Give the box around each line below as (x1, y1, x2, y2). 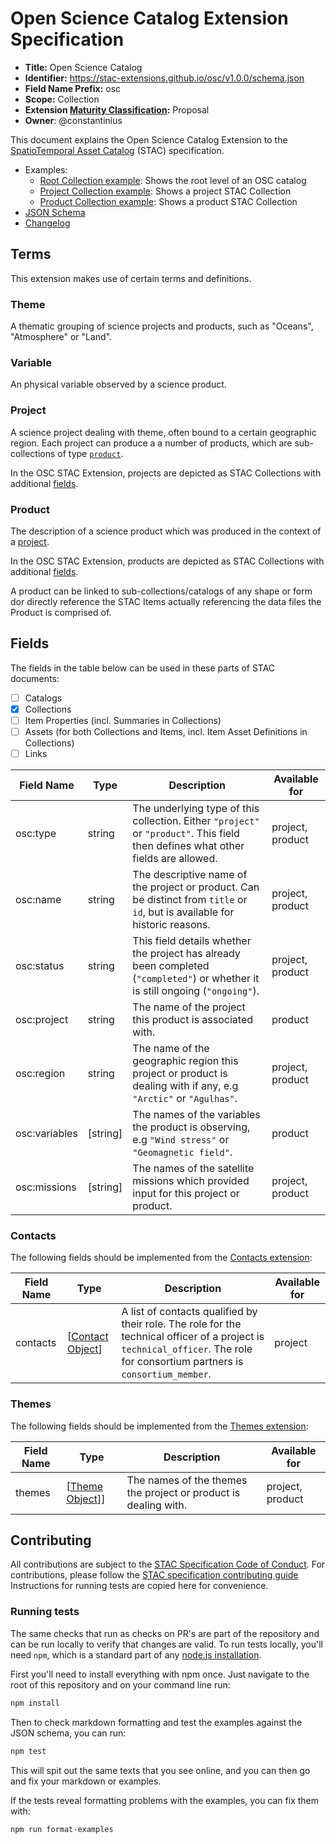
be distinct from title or (132, 893, 248, 907)
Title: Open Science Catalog (24, 61, 143, 73)
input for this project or (132, 1187, 240, 1201)
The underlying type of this (132, 802, 260, 816)
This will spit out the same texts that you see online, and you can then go (10, 1764, 311, 1776)
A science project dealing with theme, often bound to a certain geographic (10, 426, 317, 438)
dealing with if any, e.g (132, 1079, 239, 1093)
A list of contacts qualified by (121, 1305, 258, 1319)
